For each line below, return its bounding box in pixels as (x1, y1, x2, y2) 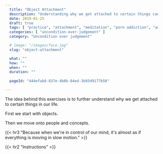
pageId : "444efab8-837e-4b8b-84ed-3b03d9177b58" (9, 78, 110, 84)
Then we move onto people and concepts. (5, 120, 90, 126)
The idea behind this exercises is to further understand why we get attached (5, 96, 158, 102)
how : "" (9, 61, 25, 65)
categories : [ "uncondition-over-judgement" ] (9, 30, 105, 34)
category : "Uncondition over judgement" (9, 34, 92, 39)
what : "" (9, 56, 27, 61)
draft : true (9, 20, 34, 26)
